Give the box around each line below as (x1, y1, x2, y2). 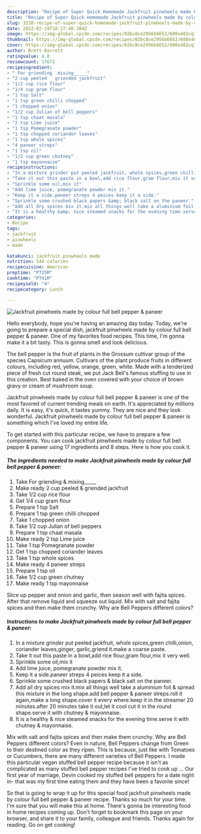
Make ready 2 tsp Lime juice (15, 536, 85, 543)
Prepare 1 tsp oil (15, 567, 55, 575)
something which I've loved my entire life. (7, 419, 109, 426)
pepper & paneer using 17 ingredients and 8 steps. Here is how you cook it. (7, 443, 191, 450)
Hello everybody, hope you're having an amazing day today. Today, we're (7, 319, 187, 326)
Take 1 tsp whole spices (15, 554, 74, 562)
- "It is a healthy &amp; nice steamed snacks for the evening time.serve (7, 209, 197, 215)
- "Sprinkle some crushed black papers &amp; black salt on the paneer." (7, 198, 194, 204)
